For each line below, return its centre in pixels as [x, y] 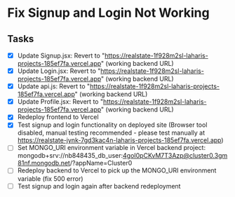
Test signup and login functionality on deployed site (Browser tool [112, 125]
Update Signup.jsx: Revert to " [61, 55]
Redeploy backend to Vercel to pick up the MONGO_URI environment [117, 170]
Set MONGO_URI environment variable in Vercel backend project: [111, 148]
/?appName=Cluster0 [101, 163]
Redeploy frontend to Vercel [58, 117]
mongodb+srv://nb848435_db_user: [70, 156]
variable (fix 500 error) [50, 178]
